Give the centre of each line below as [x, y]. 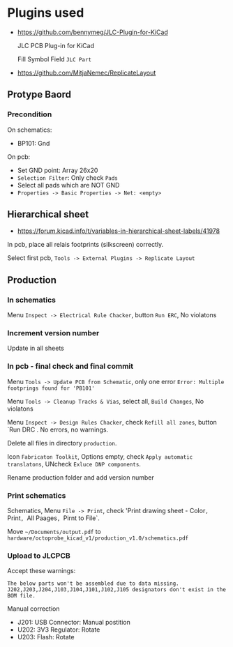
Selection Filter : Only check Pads [68, 177]
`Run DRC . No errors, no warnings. [58, 429]
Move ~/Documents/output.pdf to [54, 532]
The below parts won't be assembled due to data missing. [93, 584]
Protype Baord [39, 94]
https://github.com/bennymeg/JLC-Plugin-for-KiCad [93, 32]
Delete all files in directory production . [62, 443]
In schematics [32, 300]
